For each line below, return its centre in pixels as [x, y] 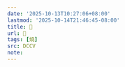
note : [15, 53]
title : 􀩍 [20, 27]
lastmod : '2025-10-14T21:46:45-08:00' [64, 20]
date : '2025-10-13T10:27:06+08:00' [59, 14]
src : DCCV [22, 46]
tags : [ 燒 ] [23, 40]
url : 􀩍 [17, 33]
